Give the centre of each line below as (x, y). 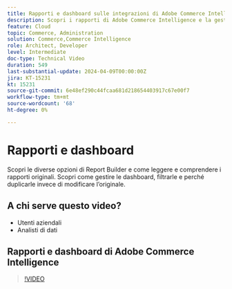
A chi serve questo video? (65, 206)
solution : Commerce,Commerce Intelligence (69, 39)
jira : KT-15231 (29, 78)
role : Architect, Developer (48, 46)
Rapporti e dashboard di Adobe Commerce (101, 251)
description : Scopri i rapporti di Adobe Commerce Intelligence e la (109, 20)
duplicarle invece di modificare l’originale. (66, 184)
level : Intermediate (37, 53)
